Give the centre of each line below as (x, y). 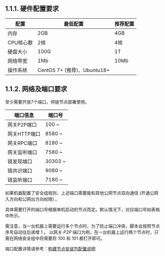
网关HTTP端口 (24, 134)
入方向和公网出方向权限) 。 (32, 199)
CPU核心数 (20, 42)
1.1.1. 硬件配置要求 (32, 9)
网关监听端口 (23, 152)
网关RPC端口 (23, 143)
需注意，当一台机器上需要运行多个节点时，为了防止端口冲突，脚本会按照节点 (82, 226)
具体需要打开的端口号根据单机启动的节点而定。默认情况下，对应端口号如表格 (82, 209)
